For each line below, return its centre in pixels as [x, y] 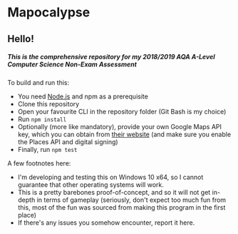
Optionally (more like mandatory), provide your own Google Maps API [120, 126]
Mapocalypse [49, 12]
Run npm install [42, 119]
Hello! [21, 39]
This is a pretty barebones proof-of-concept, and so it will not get [114, 192]
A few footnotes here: [39, 163]
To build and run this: [38, 82]
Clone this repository [48, 103]
